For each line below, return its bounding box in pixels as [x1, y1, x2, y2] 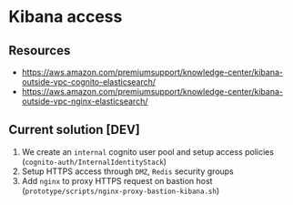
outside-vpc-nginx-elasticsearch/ [21, 96, 148, 107]
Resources [8, 43, 71, 58]
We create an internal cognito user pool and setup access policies [21, 146, 275, 157]
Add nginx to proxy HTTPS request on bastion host [21, 175, 213, 186]
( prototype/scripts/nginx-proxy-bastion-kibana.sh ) [21, 185, 220, 196]
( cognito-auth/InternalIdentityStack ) [21, 156, 167, 167]
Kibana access [8, 6, 123, 27]
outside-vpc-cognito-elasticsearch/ [21, 77, 157, 87]
